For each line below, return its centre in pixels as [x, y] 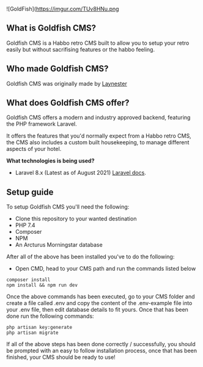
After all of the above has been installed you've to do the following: [90, 257]
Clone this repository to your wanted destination [76, 219]
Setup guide [30, 192]
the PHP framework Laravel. [42, 124]
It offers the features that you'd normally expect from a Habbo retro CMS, [99, 136]
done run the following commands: [50, 316]
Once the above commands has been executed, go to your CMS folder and [101, 296]
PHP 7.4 [25, 225]
